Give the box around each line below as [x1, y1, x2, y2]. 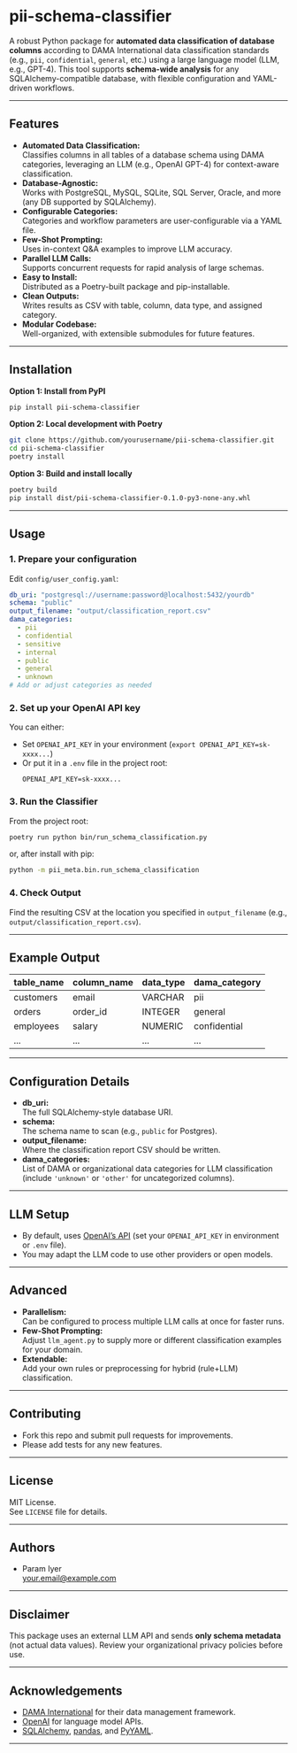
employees [13, 1020, 60, 1032]
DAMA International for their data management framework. [21, 1706, 236, 1717]
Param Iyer [21, 1564, 62, 1574]
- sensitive [17, 639, 62, 648]
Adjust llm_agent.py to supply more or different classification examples [21, 1334, 282, 1345]
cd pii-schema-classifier [9, 444, 104, 453]
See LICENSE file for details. [9, 1506, 108, 1517]
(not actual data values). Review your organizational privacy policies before [9, 1640, 284, 1650]
